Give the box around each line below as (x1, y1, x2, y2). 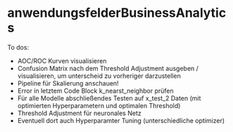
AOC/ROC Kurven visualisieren (17, 56, 107, 65)
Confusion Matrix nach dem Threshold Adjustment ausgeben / (17, 64, 199, 72)
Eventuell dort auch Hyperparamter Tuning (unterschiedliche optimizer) (17, 116, 225, 124)
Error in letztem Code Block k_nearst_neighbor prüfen (17, 86, 174, 95)
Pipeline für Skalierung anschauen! (17, 79, 119, 87)
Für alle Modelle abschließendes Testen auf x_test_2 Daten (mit (17, 93, 201, 103)
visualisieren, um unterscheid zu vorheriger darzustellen (17, 72, 181, 80)
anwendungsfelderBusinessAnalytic (7, 5, 227, 21)
